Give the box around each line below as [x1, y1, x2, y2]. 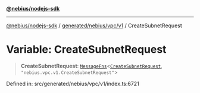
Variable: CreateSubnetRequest [6, 43, 167, 56]
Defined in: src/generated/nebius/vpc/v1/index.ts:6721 [6, 80, 140, 87]
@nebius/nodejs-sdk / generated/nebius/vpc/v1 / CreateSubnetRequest [6, 22, 183, 29]
